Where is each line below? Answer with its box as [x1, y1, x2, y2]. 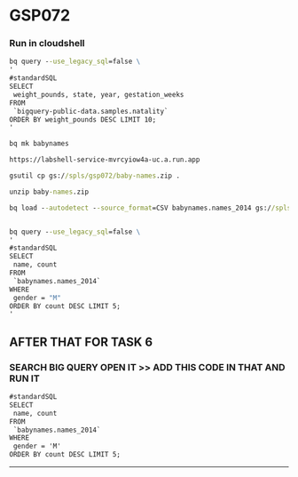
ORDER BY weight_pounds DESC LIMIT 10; [9, 115, 157, 124]
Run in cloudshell [9, 37, 86, 50]
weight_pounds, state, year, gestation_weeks [12, 90, 184, 99]
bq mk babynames [9, 139, 69, 148]
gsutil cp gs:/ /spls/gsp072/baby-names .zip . [9, 171, 180, 180]
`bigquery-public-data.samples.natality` [12, 107, 169, 115]
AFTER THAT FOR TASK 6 [9, 334, 153, 349]
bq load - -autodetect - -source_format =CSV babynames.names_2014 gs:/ [9, 203, 272, 212]
